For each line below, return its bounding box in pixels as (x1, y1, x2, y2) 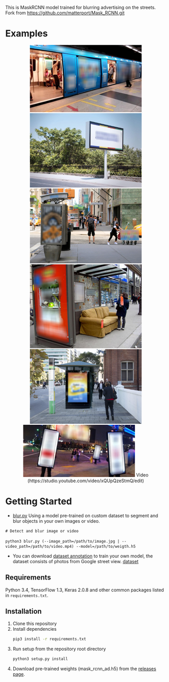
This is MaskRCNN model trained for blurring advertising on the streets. (5, 5, 156, 10)
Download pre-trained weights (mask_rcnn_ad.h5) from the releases (12, 666, 157, 672)
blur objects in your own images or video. (12, 518, 101, 524)
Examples (5, 28, 48, 39)
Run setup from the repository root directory (12, 646, 106, 652)
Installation (5, 607, 42, 615)
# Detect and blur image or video (5, 528, 79, 533)
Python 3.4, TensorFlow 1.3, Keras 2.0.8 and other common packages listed (5, 587, 164, 593)
